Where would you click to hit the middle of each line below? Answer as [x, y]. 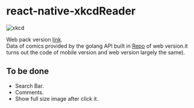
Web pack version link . [35, 39]
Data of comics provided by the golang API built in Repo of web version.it [97, 46]
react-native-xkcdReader [71, 11]
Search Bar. [29, 86]
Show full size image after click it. [57, 98]
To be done [28, 71]
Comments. [29, 92]
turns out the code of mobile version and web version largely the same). [96, 52]
